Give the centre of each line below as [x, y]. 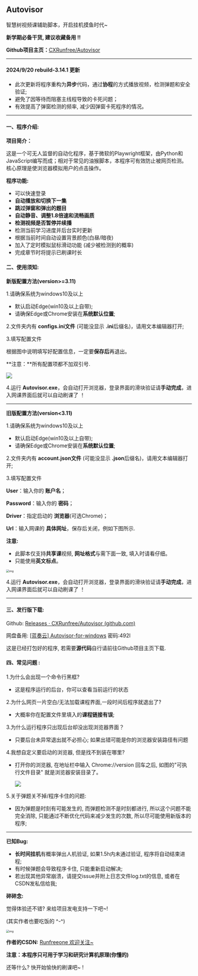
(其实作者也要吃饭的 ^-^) [36, 921]
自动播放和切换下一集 [40, 201]
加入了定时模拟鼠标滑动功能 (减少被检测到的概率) [74, 245]
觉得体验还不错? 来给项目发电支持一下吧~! [57, 908]
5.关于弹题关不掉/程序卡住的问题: [46, 796]
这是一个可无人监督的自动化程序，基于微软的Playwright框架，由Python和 [95, 154]
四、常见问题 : [23, 663]
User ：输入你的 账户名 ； [36, 491]
